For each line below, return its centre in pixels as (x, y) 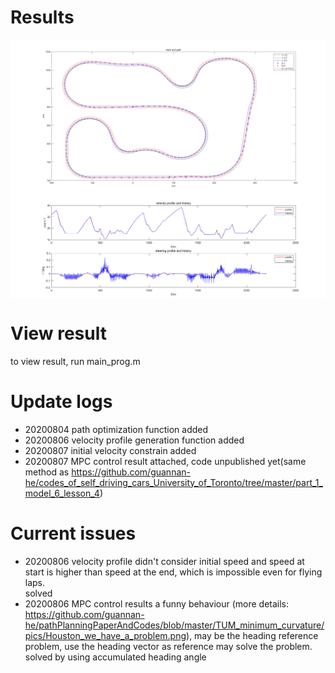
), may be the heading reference (252, 635)
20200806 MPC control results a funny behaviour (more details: (157, 603)
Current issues (73, 533)
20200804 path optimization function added (116, 429)
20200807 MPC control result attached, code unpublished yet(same (165, 461)
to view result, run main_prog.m (75, 361)
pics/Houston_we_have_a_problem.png (105, 635)
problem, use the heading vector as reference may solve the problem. (168, 646)
